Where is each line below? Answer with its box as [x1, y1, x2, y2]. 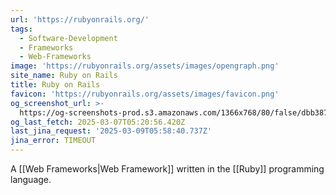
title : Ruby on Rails [10, 80, 101, 90]
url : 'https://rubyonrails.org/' [10, 14, 150, 25]
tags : [10, 24, 33, 34]
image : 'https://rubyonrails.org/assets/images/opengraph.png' [10, 61, 280, 71]
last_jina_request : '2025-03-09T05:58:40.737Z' [10, 126, 213, 136]
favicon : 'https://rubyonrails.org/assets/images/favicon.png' [10, 89, 280, 99]
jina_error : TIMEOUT [10, 136, 97, 146]
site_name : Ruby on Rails [10, 71, 118, 81]
